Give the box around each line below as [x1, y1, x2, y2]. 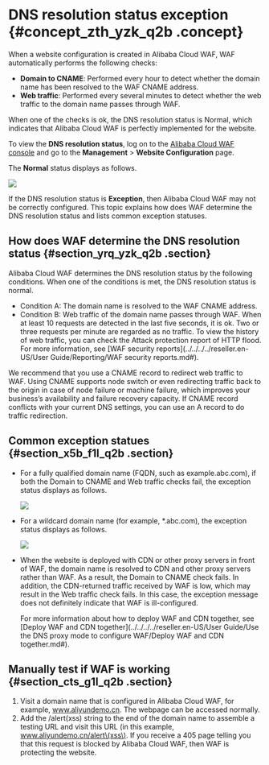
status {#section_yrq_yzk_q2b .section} [8, 247, 211, 261]
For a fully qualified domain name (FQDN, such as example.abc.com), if [19, 468, 257, 478]
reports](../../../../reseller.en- [156, 344, 249, 354]
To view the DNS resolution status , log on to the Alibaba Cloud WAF [8, 139, 234, 148]
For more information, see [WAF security [19, 344, 155, 354]
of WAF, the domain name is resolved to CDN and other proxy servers [19, 564, 251, 573]
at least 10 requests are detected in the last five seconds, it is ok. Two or [19, 318, 259, 328]
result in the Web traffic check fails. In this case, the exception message [19, 589, 259, 599]
